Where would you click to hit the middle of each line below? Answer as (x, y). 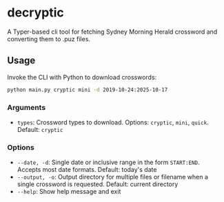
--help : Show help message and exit (69, 192)
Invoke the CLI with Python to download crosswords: (82, 77)
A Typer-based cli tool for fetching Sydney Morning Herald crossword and (112, 32)
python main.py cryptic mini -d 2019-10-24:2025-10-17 (88, 90)
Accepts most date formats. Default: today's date (87, 170)
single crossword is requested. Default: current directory (98, 184)
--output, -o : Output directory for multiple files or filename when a (113, 177)
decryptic (35, 13)
